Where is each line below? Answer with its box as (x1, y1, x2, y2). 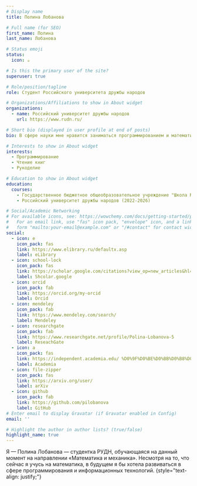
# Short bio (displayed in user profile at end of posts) (6, 127, 151, 133)
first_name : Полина (6, 30, 54, 36)
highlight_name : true (6, 432, 59, 438)
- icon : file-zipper (11, 367, 62, 372)
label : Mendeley (16, 317, 57, 324)
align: (6, 473, 19, 480)
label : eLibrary (16, 252, 57, 258)
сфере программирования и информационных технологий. (6, 467, 155, 474)
